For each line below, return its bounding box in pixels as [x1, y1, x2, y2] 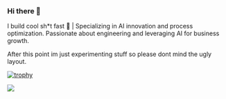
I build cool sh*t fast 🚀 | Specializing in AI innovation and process [7, 22, 193, 30]
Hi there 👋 [7, 6, 42, 16]
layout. [7, 57, 26, 66]
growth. [7, 37, 30, 45]
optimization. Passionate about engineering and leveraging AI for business [7, 29, 220, 37]
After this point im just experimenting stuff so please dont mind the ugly [7, 50, 212, 58]
